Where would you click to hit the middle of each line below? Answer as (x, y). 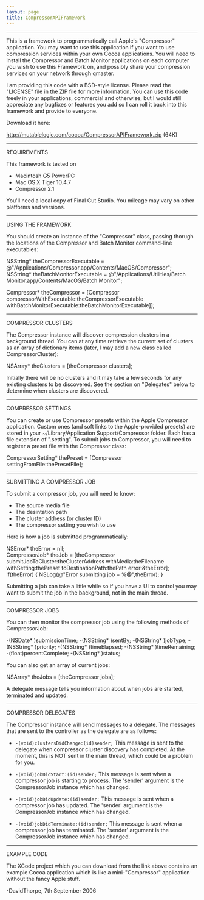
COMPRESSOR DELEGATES (41, 712)
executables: (22, 249)
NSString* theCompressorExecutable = (56, 261)
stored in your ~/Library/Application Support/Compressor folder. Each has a (101, 433)
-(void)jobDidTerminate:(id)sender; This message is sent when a (98, 823)
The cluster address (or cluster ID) (58, 518)
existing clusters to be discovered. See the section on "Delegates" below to (101, 384)
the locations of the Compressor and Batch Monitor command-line (89, 243)
